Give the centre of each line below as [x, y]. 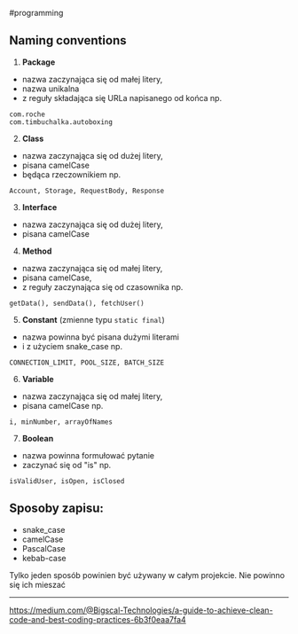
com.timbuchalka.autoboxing [61, 122]
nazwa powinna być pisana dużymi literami [101, 337]
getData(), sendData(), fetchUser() [77, 303]
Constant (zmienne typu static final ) [94, 319]
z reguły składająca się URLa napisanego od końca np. [122, 98]
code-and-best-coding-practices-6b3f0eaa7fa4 [98, 619]
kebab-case [44, 558]
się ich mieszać [38, 584]
